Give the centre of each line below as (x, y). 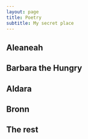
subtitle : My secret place (40, 23)
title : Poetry (24, 18)
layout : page (23, 12)
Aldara (19, 89)
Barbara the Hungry (44, 68)
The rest (22, 130)
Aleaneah (25, 47)
